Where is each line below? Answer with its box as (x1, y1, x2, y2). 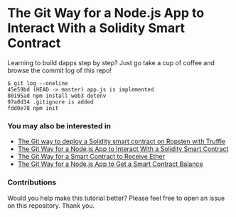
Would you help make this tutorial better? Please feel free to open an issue (7, 194, 225, 202)
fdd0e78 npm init (7, 104, 59, 111)
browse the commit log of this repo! (7, 66, 112, 74)
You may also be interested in (7, 121, 112, 130)
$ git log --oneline (7, 79, 69, 87)
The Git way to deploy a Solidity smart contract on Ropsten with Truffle (17, 137, 226, 146)
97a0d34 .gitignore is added (7, 98, 94, 106)
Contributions (7, 177, 57, 187)
